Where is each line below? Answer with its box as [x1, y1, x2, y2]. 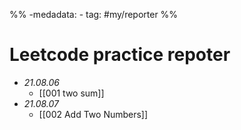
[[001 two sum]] [38, 87, 105, 99]
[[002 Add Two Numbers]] [38, 108, 149, 120]
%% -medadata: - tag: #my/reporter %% [9, 9, 179, 20]
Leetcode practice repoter [9, 44, 231, 66]
